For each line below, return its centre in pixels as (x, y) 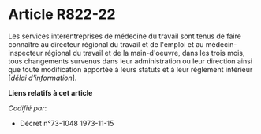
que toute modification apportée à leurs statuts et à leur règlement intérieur (130, 69)
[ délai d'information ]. (43, 78)
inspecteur (26, 53)
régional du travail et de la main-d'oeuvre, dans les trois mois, (145, 53)
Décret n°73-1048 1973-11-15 (67, 123)
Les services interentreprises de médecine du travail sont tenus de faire (125, 36)
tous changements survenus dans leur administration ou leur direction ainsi (130, 61)
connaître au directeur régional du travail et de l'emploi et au (106, 44)
